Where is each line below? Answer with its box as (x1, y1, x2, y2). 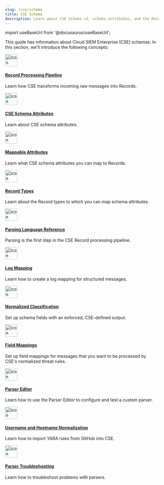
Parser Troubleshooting (5, 463, 55, 469)
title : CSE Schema (5, 12, 42, 17)
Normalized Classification (5, 304, 59, 310)
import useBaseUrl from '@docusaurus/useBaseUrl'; (5, 30, 111, 36)
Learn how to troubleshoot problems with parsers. (5, 474, 106, 480)
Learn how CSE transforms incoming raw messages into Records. (5, 83, 137, 89)
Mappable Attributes (5, 149, 48, 155)
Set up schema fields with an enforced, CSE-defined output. (5, 314, 126, 321)
